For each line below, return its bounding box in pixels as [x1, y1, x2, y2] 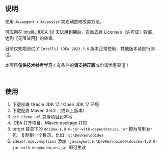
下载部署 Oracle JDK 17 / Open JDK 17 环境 [12, 101, 99, 107]
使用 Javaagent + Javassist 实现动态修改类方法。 [5, 19, 104, 25]
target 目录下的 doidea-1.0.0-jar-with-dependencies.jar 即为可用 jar [12, 126, 153, 131]
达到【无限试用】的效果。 [5, 35, 57, 41]
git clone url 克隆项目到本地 [12, 113, 73, 119]
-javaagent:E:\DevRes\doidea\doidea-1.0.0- [67, 139, 158, 144]
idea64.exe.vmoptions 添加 [12, 138, 66, 144]
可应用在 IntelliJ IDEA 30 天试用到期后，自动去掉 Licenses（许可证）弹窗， [5, 29, 157, 35]
